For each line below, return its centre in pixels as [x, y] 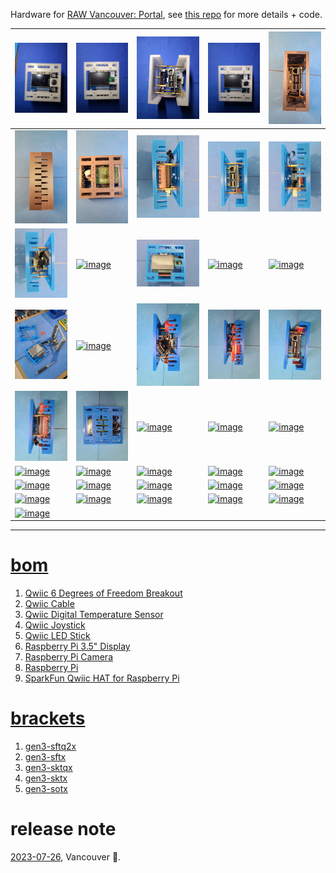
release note [63, 829]
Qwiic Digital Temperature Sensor [94, 615]
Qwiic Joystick [55, 625]
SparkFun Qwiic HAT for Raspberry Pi [102, 678]
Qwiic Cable [49, 604]
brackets [48, 718]
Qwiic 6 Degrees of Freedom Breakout [103, 593]
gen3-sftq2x [50, 746]
